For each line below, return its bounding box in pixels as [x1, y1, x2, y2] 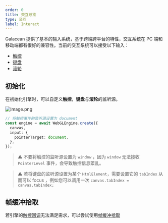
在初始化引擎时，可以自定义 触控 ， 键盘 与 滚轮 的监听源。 [5, 96, 120, 102]
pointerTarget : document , [14, 135, 69, 140]
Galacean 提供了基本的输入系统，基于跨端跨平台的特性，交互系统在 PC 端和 [5, 36, 163, 42]
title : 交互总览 [5, 12, 36, 17]
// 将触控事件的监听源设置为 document [5, 116, 78, 121]
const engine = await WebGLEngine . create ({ [5, 121, 98, 126]
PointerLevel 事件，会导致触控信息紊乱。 [17, 160, 104, 166]
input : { [10, 130, 28, 135]
